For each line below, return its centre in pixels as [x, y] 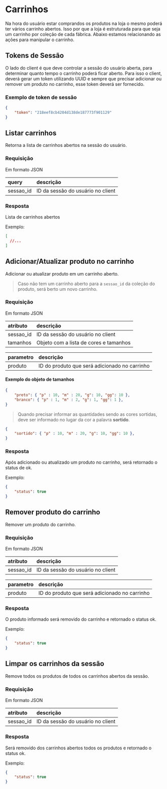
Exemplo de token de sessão [41, 97]
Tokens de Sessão [35, 56]
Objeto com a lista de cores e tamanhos [83, 343]
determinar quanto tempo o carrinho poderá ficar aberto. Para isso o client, [83, 73]
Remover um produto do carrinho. [40, 524]
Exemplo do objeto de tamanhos [40, 379]
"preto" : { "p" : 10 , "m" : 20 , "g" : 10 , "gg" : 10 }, [72, 395]
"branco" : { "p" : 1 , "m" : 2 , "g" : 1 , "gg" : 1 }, [69, 400]
